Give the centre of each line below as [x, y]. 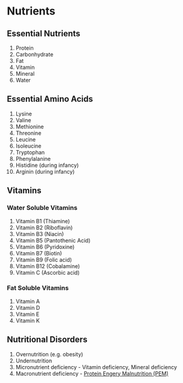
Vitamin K [27, 320]
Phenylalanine [33, 159]
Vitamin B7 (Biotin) [39, 253]
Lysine [24, 114]
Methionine [30, 126]
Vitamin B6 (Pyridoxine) [45, 247]
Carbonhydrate [34, 54]
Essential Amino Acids [50, 99]
